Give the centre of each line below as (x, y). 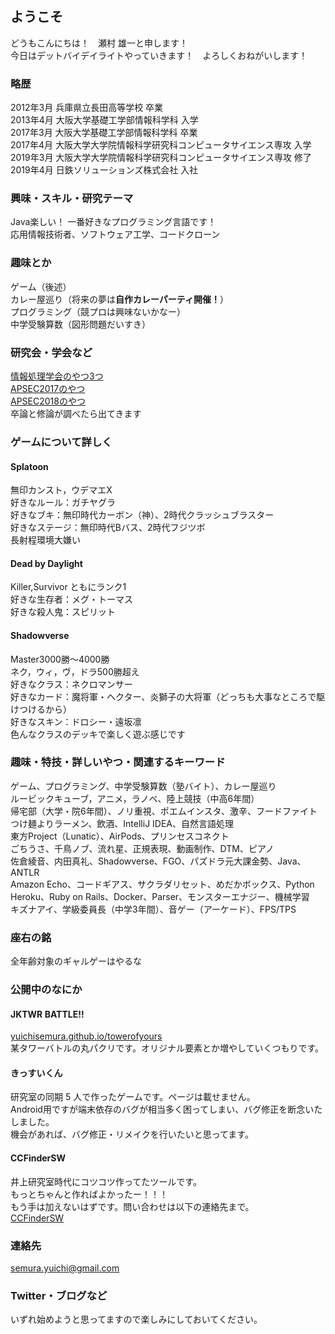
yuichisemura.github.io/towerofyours (86, 1036)
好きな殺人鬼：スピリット (63, 612)
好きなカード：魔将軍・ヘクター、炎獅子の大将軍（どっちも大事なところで (163, 696)
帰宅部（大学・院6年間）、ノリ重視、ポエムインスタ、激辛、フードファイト (164, 811)
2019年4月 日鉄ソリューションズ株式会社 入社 (104, 170)
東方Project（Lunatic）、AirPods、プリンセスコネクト (120, 836)
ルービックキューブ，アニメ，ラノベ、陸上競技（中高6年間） (135, 798)
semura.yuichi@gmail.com (65, 1268)
